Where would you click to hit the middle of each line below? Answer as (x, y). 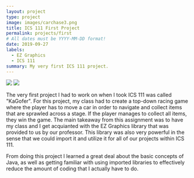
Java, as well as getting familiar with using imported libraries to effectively (96, 163)
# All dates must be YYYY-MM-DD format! (56, 39)
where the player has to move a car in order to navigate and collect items (94, 108)
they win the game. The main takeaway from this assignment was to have (95, 120)
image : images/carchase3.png (42, 22)
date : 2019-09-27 (27, 45)
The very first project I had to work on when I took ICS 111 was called (89, 95)
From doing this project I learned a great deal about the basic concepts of (95, 156)
